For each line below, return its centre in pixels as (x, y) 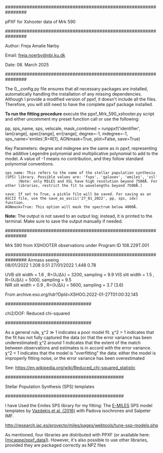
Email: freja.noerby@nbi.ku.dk (35, 55)
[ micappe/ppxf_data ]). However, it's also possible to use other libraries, (77, 440)
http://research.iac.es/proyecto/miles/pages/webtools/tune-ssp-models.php (82, 425)
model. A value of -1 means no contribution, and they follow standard (74, 159)
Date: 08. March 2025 (27, 65)
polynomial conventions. (30, 164)
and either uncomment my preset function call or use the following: (72, 119)
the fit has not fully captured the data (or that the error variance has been (79, 337)
